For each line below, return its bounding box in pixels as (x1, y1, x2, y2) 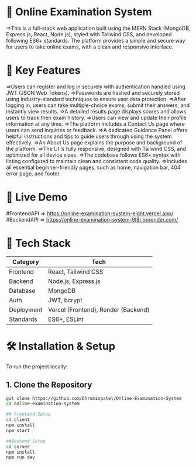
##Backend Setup (6, 438, 46, 444)
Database (9, 286, 36, 295)
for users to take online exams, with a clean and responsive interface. (6, 43, 174, 50)
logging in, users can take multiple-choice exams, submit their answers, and (6, 102, 190, 109)
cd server (6, 444, 30, 450)
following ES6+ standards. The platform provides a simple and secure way (6, 37, 185, 44)
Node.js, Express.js (47, 277, 101, 285)
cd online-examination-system (6, 401, 80, 407)
